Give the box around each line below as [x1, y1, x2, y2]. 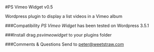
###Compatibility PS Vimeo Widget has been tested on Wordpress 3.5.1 [5, 23, 149, 28]
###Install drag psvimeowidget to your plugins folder [5, 32, 112, 38]
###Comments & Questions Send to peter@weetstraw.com [5, 41, 124, 47]
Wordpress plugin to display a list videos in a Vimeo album [5, 13, 123, 19]
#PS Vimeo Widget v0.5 [5, 4, 53, 10]
